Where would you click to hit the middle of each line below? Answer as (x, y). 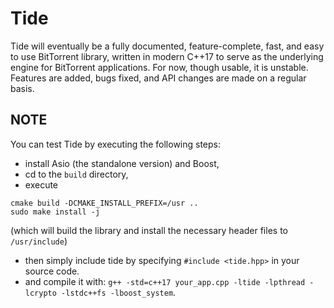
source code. (52, 271)
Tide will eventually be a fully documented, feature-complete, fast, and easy (167, 46)
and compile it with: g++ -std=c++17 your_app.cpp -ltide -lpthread (165, 281)
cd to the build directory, (76, 174)
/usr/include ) (39, 241)
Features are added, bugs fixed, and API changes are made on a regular (158, 78)
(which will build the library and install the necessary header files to (149, 230)
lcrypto (40, 293)
